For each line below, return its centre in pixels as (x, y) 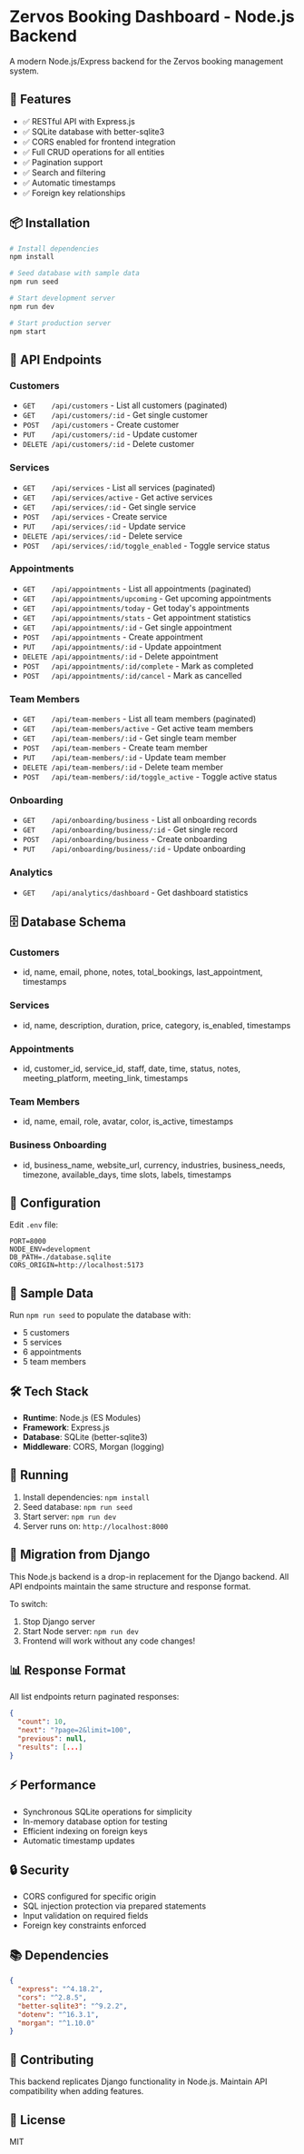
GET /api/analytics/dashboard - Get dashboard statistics (135, 892)
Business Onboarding (58, 1145)
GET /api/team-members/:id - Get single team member (130, 739)
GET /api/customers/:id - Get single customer (115, 415)
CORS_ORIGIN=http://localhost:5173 (77, 1266)
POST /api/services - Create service (95, 516)
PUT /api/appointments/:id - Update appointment (122, 646)
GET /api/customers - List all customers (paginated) (125, 405)
